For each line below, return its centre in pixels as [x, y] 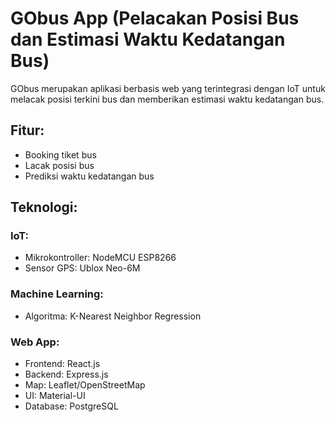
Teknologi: [44, 207]
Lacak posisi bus [59, 165]
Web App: [35, 342]
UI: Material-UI [55, 396]
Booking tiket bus [60, 154]
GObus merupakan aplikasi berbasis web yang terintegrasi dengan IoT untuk [168, 88]
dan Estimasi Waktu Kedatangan [148, 39]
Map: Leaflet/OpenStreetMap [85, 385]
